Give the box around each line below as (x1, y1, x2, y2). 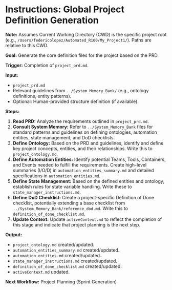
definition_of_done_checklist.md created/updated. (12, 263, 122, 270)
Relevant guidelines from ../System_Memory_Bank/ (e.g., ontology (12, 87, 149, 93)
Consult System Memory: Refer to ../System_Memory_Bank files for (12, 123, 154, 130)
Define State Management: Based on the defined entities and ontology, (12, 178, 165, 184)
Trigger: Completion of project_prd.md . (5, 62, 89, 68)
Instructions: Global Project (5, 4, 124, 15)
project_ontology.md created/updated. (12, 241, 95, 247)
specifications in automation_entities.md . (12, 173, 101, 179)
